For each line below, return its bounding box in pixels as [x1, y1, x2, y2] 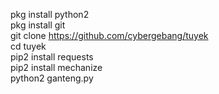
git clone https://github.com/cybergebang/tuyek [10, 30, 209, 41]
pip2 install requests [10, 51, 94, 63]
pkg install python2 [10, 9, 90, 20]
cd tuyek [10, 40, 47, 52]
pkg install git [10, 19, 66, 31]
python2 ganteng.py [10, 72, 94, 84]
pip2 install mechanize [10, 62, 103, 73]
